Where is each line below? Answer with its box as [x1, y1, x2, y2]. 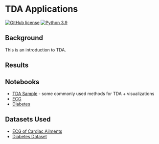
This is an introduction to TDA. [5, 47, 67, 52]
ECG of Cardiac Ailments [12, 128, 63, 134]
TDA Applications [5, 3, 78, 15]
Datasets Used [5, 115, 51, 123]
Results [5, 61, 29, 70]
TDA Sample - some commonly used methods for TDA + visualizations [12, 91, 155, 96]
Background [5, 34, 43, 42]
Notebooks [5, 77, 40, 86]
